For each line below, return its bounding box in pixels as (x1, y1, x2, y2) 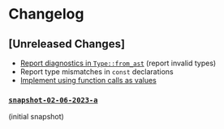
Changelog (8, 5, 84, 23)
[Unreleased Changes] (8, 37, 126, 51)
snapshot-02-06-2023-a (8, 95, 98, 105)
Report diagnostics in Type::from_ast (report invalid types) (19, 58, 217, 68)
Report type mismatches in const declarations (19, 67, 174, 77)
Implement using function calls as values (19, 76, 157, 85)
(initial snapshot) (8, 112, 65, 122)
